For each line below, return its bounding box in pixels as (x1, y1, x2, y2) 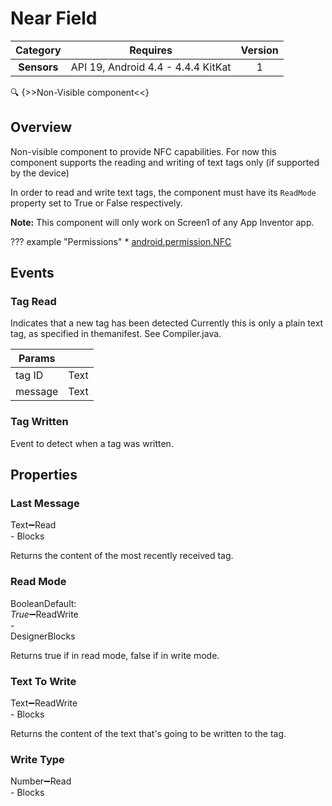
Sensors (18, 60, 59, 74)
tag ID (15, 368, 44, 382)
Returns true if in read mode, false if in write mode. (10, 649, 220, 661)
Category (15, 43, 62, 57)
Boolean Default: (10, 597, 77, 609)
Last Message (10, 497, 80, 511)
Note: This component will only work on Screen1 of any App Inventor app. (10, 216, 315, 228)
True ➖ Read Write (10, 608, 79, 620)
